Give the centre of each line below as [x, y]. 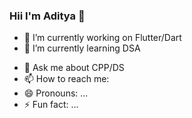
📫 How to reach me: [66, 79]
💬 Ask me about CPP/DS [74, 68]
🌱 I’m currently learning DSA [82, 48]
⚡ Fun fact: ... [51, 105]
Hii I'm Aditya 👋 [47, 16]
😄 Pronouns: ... [56, 93]
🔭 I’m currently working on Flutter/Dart [102, 38]
